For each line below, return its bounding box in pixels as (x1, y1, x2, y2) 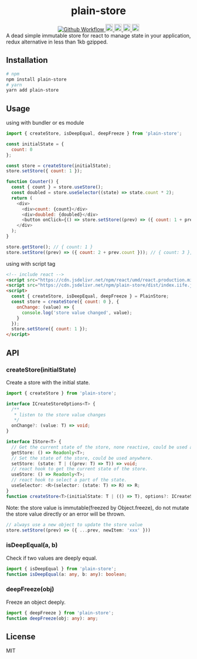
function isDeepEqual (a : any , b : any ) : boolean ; (6, 571, 127, 577)
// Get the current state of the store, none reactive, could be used (11, 444, 188, 450)
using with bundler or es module (6, 119, 84, 126)
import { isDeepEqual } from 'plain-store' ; (6, 566, 117, 571)
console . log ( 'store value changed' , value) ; (21, 310, 133, 316)
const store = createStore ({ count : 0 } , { (11, 299, 119, 305)
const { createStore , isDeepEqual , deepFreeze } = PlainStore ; (11, 293, 169, 299)
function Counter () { (6, 179, 59, 185)
